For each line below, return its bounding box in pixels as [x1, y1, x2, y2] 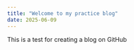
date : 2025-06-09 [7, 16, 57, 23]
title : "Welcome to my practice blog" [7, 10, 118, 17]
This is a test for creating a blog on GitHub [7, 35, 127, 43]
